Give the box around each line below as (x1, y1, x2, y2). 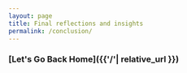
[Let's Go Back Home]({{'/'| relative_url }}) (8, 54, 180, 65)
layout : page (8, 11, 53, 20)
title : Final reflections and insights (8, 19, 144, 28)
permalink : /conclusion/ (8, 27, 93, 35)
